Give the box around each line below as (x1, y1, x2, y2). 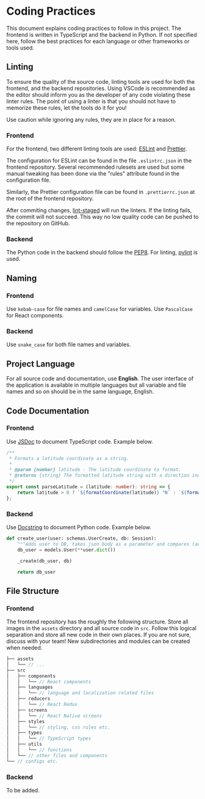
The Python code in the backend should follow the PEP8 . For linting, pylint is (6, 249, 198, 256)
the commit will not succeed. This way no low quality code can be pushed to (6, 213, 199, 221)
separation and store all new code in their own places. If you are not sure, (6, 631, 191, 639)
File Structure (6, 585, 59, 596)
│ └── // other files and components (6, 753, 108, 759)
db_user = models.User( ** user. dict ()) (17, 546, 116, 553)
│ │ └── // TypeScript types (6, 735, 92, 741)
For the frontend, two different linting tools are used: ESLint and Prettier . (6, 145, 187, 152)
